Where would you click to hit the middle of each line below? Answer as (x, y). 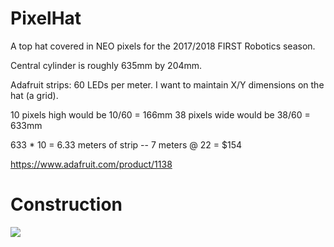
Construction (66, 204)
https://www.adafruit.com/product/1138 (91, 164)
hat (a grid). (34, 95)
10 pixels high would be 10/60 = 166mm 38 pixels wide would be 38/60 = (160, 114)
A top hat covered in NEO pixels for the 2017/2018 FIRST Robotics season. (163, 46)
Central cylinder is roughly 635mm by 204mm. (106, 65)
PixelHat (46, 18)
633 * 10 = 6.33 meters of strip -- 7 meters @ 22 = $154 (126, 144)
